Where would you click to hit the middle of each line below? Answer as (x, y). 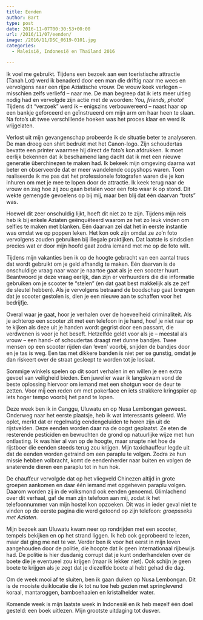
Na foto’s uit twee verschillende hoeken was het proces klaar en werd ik (96, 119)
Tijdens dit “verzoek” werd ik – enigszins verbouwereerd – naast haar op (97, 106)
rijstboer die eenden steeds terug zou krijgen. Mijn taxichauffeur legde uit (98, 447)
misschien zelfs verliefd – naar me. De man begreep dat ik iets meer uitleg (98, 93)
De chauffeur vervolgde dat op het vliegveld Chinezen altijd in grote (91, 478)
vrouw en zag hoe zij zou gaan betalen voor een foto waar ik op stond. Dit (98, 189)
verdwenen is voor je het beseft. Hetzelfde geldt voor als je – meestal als (97, 334)
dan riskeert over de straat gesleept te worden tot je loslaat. (81, 359)
